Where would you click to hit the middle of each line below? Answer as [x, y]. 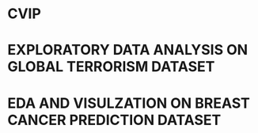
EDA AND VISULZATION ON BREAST [129, 103]
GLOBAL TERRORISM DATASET [111, 67]
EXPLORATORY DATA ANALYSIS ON [128, 50]
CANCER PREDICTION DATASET [114, 120]
